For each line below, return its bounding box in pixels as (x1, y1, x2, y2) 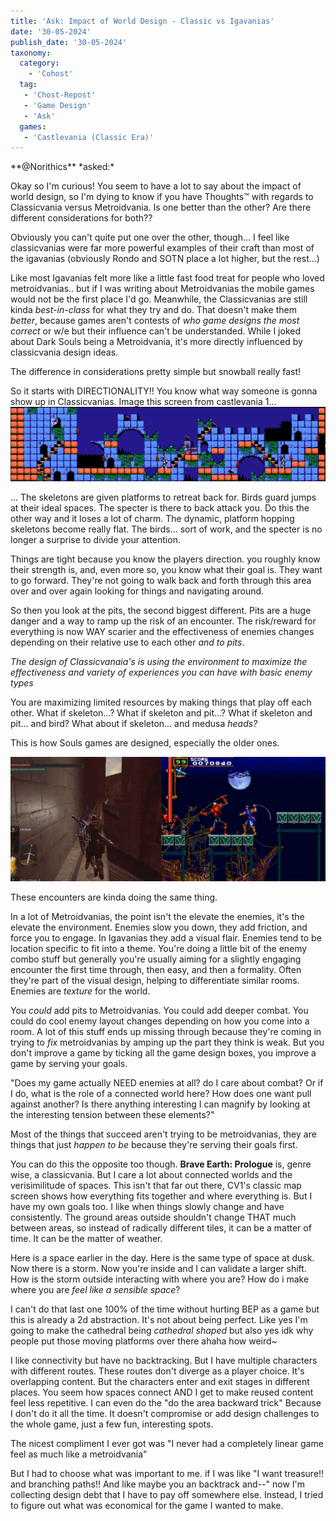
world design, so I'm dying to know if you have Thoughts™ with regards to (10, 191, 314, 203)
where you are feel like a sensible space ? (10, 1283, 181, 1295)
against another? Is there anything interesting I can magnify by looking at (10, 1098, 311, 1110)
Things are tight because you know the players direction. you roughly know (10, 553, 321, 565)
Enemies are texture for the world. (10, 985, 151, 997)
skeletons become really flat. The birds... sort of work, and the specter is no (10, 523, 323, 535)
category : (19, 58, 60, 69)
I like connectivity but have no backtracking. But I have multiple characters (10, 1354, 318, 1366)
